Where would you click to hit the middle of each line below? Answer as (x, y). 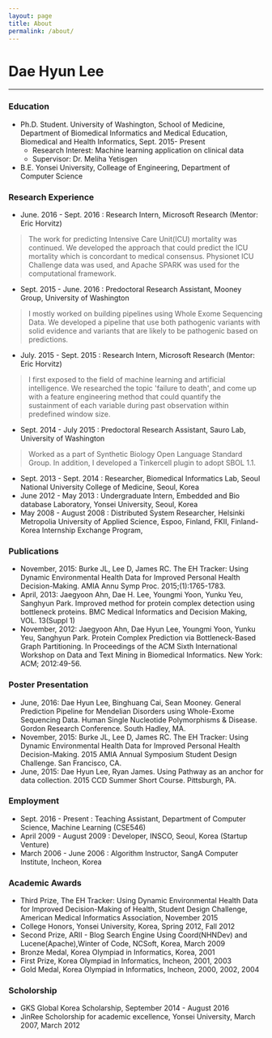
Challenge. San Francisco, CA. (71, 763)
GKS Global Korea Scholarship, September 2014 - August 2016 (125, 1008)
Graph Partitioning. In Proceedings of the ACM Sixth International (128, 647)
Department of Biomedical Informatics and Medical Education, (124, 133)
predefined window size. (69, 414)
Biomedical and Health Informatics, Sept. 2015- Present (113, 141)
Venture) (35, 844)
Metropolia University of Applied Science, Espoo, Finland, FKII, (124, 521)
